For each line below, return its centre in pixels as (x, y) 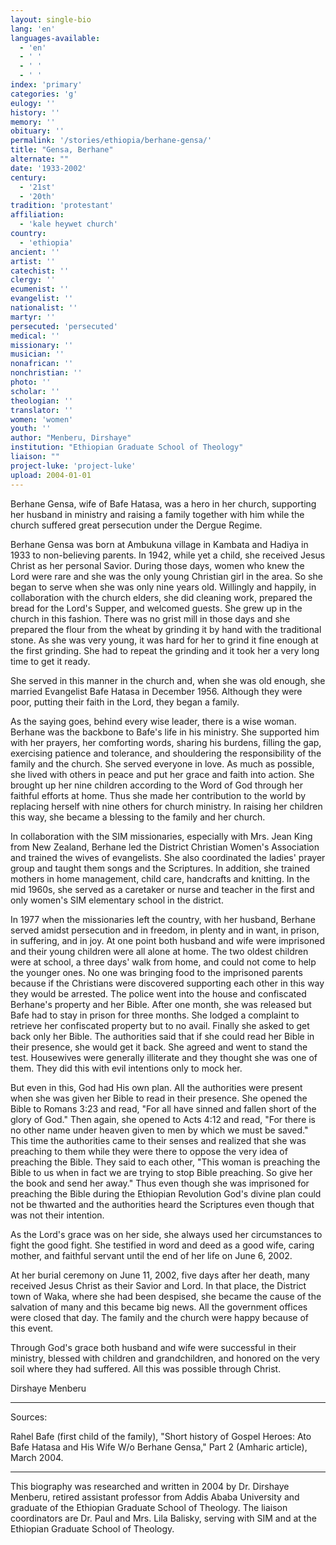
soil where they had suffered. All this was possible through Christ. (146, 1368)
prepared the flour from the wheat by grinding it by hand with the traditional (166, 629)
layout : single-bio (51, 19)
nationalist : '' (44, 308)
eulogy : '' (33, 103)
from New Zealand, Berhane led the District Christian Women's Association (165, 847)
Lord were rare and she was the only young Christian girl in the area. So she (166, 576)
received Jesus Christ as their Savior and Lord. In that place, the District (158, 1285)
